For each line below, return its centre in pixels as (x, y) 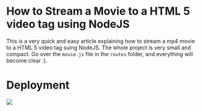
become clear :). (27, 60)
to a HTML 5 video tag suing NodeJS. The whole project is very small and (99, 48)
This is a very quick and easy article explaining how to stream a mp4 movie (100, 41)
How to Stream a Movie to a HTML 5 (98, 11)
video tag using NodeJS (68, 24)
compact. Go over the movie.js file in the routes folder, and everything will (100, 54)
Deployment (38, 85)
